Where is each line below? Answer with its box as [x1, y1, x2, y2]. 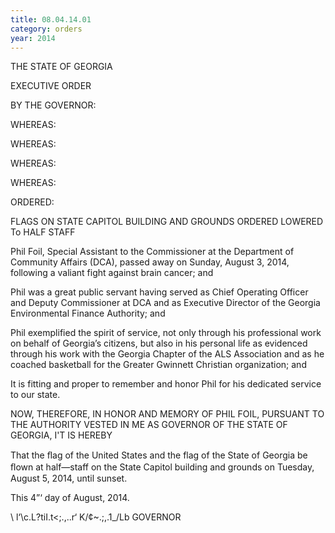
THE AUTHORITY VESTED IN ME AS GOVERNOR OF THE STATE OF [10, 419, 288, 431]
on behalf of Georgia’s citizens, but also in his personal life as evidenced [10, 337, 308, 350]
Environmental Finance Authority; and [10, 307, 166, 320]
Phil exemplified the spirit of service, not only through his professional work [10, 327, 322, 339]
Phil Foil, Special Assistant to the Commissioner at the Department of [10, 246, 295, 258]
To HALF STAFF [10, 226, 76, 238]
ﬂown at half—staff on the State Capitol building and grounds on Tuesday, [10, 461, 315, 473]
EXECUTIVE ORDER [10, 80, 92, 92]
